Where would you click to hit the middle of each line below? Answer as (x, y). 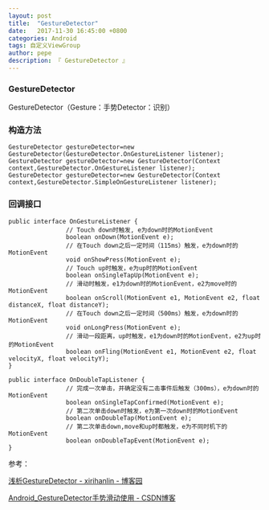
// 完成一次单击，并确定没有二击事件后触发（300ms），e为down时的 (162, 388)
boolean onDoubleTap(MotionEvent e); (129, 418)
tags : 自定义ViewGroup (45, 46)
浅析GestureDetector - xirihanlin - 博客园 (75, 480)
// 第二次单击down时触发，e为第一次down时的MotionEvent (152, 411)
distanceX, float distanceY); (59, 305)
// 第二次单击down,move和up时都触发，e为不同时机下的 (146, 426)
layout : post (30, 16)
